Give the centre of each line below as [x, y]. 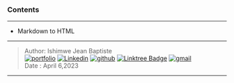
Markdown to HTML [46, 31]
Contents [23, 10]
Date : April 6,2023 [51, 66]
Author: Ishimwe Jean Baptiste [68, 51]
